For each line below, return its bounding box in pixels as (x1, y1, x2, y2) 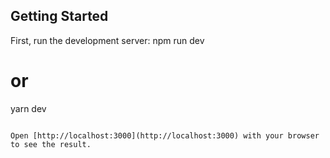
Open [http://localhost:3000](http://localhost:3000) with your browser (10, 130, 320, 141)
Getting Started (10, 8, 109, 25)
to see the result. (10, 139, 92, 149)
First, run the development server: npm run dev (10, 34, 205, 46)
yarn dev (10, 102, 47, 114)
